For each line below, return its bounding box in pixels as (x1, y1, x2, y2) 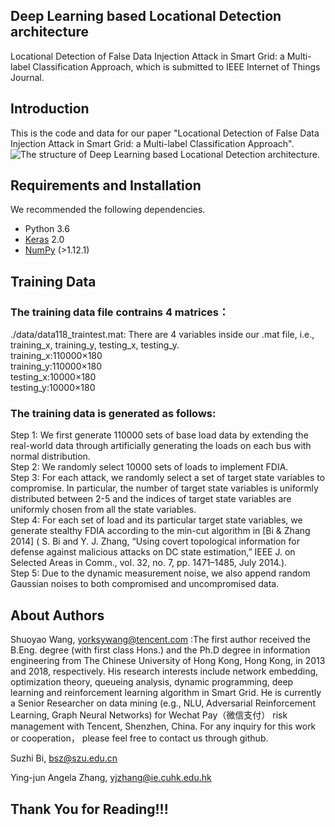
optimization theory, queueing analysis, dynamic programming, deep (10, 676, 294, 688)
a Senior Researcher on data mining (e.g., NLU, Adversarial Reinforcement (10, 697, 316, 709)
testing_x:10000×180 (10, 371, 97, 383)
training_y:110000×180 (10, 360, 102, 373)
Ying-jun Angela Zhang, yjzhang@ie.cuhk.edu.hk (10, 772, 212, 784)
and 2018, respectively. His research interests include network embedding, (10, 665, 319, 678)
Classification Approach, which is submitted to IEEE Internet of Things (32, 60, 321, 73)
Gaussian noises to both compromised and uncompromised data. (10, 578, 280, 590)
